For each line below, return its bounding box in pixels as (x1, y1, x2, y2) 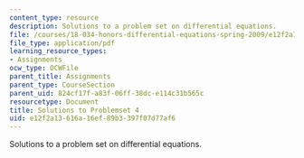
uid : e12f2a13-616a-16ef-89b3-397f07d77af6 (9, 114, 176, 123)
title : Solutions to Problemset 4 (9, 106, 140, 115)
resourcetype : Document (9, 97, 100, 107)
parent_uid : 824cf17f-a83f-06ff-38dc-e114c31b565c (9, 88, 204, 98)
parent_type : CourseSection (9, 80, 116, 89)
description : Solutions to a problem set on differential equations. (9, 22, 278, 31)
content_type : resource (9, 13, 100, 23)
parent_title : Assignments (9, 72, 111, 81)
